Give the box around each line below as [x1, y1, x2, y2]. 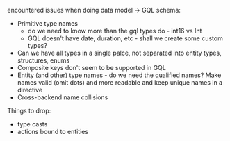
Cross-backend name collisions [17, 93, 108, 101]
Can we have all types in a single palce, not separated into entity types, [17, 49, 222, 57]
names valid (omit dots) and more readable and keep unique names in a [17, 78, 223, 86]
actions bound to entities [17, 128, 89, 135]
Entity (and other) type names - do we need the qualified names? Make [17, 71, 222, 79]
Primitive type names [17, 19, 79, 27]
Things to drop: [7, 107, 51, 115]
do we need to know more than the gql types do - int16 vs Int [27, 27, 202, 35]
